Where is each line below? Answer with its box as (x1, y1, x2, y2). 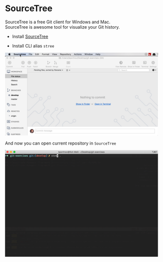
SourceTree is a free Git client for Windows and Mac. (5, 19, 111, 25)
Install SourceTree (12, 33, 49, 39)
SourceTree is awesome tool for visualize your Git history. (5, 24, 120, 30)
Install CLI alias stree (12, 43, 54, 49)
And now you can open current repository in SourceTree (5, 140, 116, 146)
